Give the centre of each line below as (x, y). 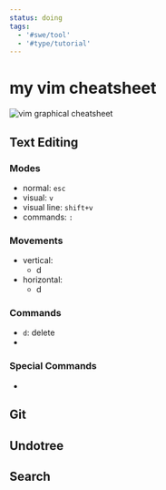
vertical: (38, 260)
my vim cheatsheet (83, 88)
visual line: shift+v (58, 207)
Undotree (37, 446)
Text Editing (44, 142)
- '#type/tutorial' (54, 43)
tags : (20, 26)
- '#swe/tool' (44, 35)
